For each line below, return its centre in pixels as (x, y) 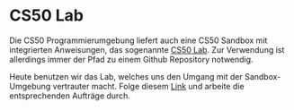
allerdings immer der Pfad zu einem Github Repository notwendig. (131, 59)
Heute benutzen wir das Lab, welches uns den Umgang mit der (126, 76)
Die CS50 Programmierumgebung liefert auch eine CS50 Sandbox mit (138, 40)
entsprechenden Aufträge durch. (70, 96)
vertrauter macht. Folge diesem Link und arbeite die (148, 86)
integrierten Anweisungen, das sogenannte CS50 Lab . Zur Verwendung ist (147, 49)
